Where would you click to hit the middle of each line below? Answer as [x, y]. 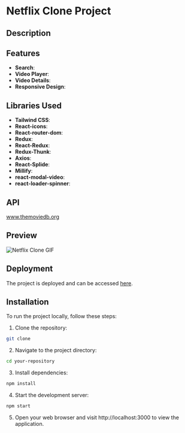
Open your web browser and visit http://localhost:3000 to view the [97, 417]
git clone [19, 339]
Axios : [23, 158]
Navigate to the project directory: [56, 350]
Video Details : [33, 80]
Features [23, 53]
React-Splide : [32, 164]
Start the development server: [52, 395]
